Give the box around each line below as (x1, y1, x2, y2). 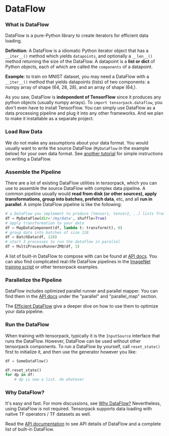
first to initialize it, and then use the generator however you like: (5, 349, 137, 355)
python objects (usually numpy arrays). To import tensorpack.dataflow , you (5, 100, 162, 106)
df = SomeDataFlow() (5, 358, 49, 364)
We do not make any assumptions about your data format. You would (5, 139, 148, 146)
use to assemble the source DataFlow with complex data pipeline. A (5, 185, 146, 191)
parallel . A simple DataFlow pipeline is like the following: (5, 202, 122, 208)
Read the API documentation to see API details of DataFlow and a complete (5, 421, 161, 427)
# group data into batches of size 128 (5, 230, 89, 235)
